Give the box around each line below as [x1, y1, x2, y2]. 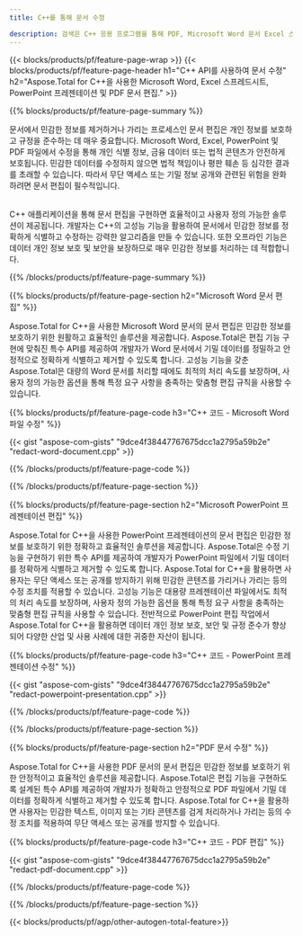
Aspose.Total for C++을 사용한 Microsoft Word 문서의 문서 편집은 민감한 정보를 [9, 320, 292, 331]
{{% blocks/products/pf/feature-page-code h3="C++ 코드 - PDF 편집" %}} [9, 836, 285, 847]
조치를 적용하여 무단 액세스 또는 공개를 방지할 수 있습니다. [18, 817, 220, 828]
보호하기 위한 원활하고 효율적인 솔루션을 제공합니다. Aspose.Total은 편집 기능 [9, 332, 280, 343]
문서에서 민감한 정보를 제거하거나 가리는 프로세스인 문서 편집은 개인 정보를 [9, 123, 269, 135]
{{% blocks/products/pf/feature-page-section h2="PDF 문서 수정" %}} [9, 742, 269, 753]
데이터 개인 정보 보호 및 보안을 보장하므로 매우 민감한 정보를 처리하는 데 [9, 242, 259, 253]
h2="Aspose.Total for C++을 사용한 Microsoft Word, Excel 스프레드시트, [9, 76, 270, 86]
